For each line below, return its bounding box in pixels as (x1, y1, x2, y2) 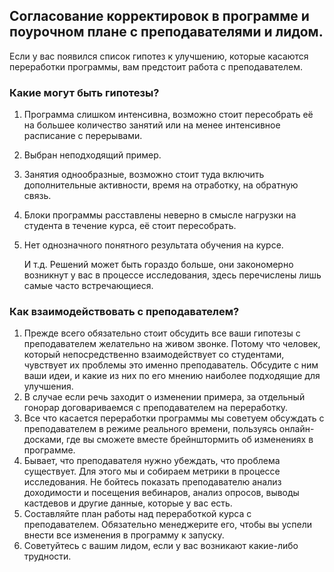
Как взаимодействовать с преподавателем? (9, 305, 240, 319)
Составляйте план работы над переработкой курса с (23, 508, 252, 520)
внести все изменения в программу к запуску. (23, 529, 225, 541)
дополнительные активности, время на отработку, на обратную (23, 179, 299, 191)
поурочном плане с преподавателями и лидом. (9, 24, 324, 41)
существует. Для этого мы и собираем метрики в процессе (23, 465, 281, 478)
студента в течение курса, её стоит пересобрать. (23, 220, 237, 232)
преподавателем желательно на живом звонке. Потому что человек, (23, 338, 321, 350)
